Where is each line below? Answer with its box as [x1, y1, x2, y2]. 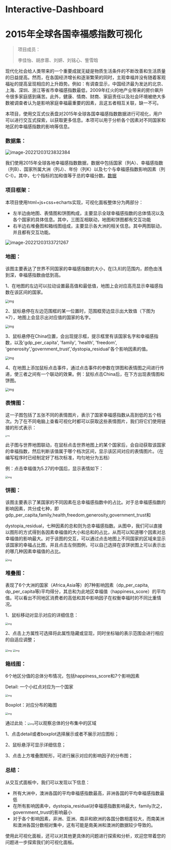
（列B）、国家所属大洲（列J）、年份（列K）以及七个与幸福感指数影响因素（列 [5, 166, 165, 172]
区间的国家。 [18, 289, 46, 295]
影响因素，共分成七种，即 [5, 505, 59, 511]
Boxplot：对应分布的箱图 [5, 702, 57, 708]
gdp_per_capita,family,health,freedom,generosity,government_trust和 [5, 511, 151, 518]
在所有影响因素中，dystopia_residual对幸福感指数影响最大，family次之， [12, 803, 165, 809]
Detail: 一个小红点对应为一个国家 [5, 684, 74, 690]
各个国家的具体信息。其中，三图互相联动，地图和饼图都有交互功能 [12, 216, 151, 222]
